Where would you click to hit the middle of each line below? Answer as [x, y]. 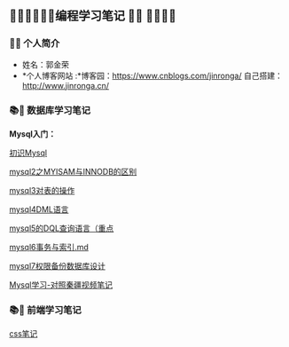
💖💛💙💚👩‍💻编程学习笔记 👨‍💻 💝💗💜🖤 [93, 16]
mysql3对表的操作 [42, 190]
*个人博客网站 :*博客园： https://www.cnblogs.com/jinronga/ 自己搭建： [152, 75]
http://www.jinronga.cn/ [65, 85]
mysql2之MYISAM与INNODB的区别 [73, 171]
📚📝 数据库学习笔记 [50, 110]
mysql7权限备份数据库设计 [58, 265]
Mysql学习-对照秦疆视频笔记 [61, 284]
